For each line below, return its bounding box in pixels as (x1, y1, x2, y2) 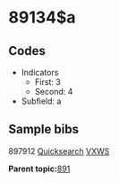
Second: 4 (34, 87, 73, 96)
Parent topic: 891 (8, 163, 71, 174)
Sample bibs (8, 122, 80, 137)
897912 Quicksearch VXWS (8, 145, 110, 156)
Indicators (21, 67, 59, 78)
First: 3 (34, 77, 62, 87)
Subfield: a (21, 96, 62, 106)
